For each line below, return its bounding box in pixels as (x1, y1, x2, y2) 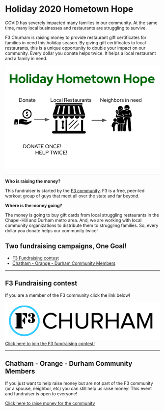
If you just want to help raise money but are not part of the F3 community (5, 380, 153, 386)
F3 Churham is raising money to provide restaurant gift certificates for (5, 34, 147, 40)
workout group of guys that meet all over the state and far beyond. (5, 193, 140, 199)
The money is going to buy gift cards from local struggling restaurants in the (5, 212, 159, 218)
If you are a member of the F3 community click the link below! (5, 292, 131, 298)
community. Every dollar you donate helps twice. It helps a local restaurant (5, 50, 156, 56)
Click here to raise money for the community (5, 400, 95, 406)
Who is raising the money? (5, 178, 60, 184)
